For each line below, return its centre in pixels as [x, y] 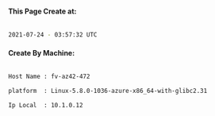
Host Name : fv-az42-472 [49, 77]
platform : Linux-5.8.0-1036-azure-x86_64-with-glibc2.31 [108, 91]
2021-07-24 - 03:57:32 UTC [53, 35]
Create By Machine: [42, 52]
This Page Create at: [42, 11]
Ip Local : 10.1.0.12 [46, 106]
